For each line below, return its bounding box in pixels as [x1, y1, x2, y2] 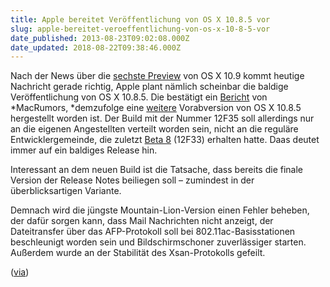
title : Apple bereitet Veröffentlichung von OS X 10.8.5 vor [10, 14, 271, 25]
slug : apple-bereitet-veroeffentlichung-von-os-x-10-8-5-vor [10, 24, 271, 34]
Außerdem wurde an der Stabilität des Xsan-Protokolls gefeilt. [10, 247, 266, 259]
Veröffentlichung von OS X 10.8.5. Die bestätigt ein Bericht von [10, 91, 268, 103]
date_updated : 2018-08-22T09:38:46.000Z [10, 42, 182, 53]
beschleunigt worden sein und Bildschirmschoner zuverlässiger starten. [10, 236, 307, 248]
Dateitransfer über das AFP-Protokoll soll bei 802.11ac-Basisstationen [10, 226, 296, 238]
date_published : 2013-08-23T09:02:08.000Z [10, 33, 190, 43]
